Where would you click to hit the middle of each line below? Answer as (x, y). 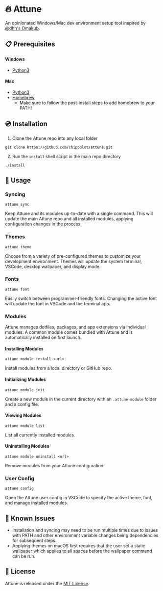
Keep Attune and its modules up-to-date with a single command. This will (79, 214)
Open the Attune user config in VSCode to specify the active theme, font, (79, 498)
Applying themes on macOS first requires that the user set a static (79, 546)
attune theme (18, 247)
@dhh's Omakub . (23, 28)
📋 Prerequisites (30, 44)
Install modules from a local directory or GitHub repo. (59, 368)
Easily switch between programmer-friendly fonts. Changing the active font (81, 298)
